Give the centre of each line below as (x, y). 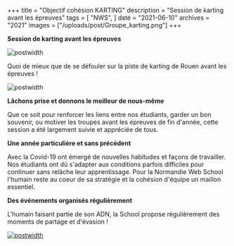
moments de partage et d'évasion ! (58, 222)
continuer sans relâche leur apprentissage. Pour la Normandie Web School (115, 172)
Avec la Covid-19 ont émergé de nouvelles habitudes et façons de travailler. (117, 157)
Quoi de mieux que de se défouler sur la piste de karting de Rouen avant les (117, 66)
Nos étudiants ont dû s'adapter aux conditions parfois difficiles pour (106, 164)
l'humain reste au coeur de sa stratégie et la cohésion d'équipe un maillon (114, 179)
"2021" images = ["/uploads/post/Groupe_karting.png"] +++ (95, 25)
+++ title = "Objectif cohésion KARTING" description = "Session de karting (116, 10)
